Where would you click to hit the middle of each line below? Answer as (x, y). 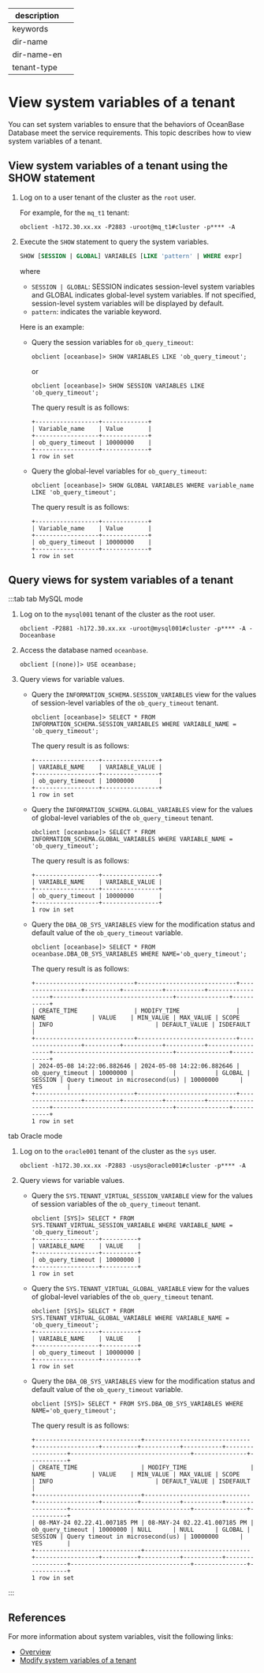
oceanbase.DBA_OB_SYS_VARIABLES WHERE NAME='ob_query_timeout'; (139, 954)
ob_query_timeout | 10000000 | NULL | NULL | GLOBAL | (141, 1530)
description (37, 15)
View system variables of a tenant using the (118, 166)
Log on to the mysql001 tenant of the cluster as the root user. (117, 614)
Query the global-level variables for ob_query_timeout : (119, 471)
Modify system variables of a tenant (78, 1660)
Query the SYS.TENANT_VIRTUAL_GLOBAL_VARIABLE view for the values (140, 1289)
